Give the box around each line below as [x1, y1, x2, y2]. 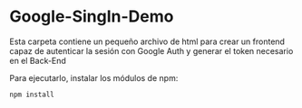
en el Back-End [9, 55, 66, 66]
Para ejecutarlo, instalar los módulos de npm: [9, 72, 179, 83]
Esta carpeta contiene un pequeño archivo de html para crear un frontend [9, 36, 286, 47]
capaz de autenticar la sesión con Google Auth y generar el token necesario [9, 45, 294, 56]
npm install [9, 90, 54, 99]
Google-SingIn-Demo [9, 6, 174, 27]
